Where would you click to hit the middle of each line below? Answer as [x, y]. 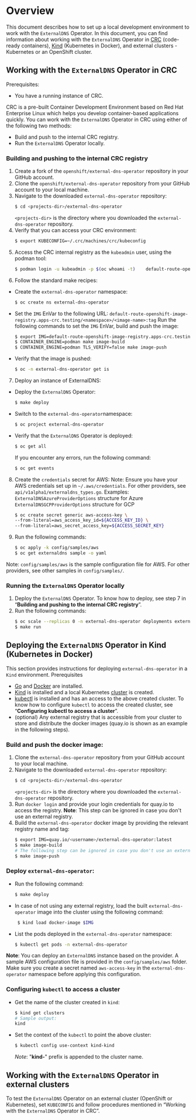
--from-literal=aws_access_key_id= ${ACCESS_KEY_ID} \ [81, 521]
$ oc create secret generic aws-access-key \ [71, 515]
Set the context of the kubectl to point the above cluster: [83, 1035]
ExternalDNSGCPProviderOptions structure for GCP [74, 504]
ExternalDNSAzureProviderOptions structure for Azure [79, 498]
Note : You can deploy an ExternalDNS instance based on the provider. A [92, 956]
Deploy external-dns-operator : [50, 871]
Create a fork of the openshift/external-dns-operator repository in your [102, 171]
